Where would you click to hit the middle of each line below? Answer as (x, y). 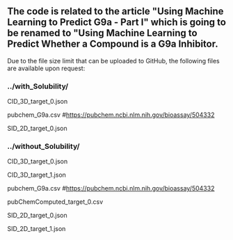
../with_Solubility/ (38, 86)
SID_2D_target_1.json (37, 229)
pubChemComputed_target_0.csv (55, 202)
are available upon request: (46, 68)
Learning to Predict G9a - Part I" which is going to (116, 23)
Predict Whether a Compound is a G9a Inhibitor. (113, 44)
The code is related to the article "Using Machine (115, 11)
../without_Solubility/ (43, 147)
